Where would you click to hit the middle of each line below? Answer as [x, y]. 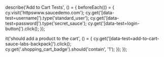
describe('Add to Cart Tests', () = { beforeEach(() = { [60, 7]
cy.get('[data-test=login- [114, 23]
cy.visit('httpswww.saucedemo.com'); [45, 13]
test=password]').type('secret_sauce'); [46, 23]
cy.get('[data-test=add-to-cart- [126, 38]
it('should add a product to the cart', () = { [49, 38]
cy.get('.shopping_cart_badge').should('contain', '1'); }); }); [66, 49]
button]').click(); [22, 29]
